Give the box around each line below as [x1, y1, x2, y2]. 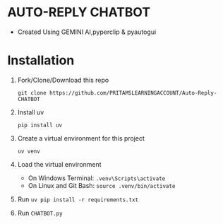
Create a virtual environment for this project [17, 134, 145, 142]
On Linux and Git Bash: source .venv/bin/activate [28, 181, 176, 189]
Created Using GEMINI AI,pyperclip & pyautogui [17, 28, 157, 36]
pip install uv [17, 122, 63, 129]
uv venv [17, 148, 40, 155]
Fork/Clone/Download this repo [17, 76, 109, 84]
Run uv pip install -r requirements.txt [17, 195, 139, 204]
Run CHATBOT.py [17, 208, 63, 217]
